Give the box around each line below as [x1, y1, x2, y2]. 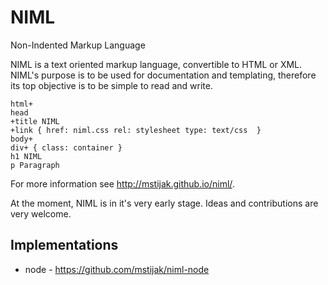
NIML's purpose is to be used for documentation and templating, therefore [10, 69, 317, 81]
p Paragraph [10, 160, 60, 170]
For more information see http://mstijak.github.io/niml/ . [10, 177, 235, 190]
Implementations [10, 237, 119, 254]
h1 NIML [10, 151, 43, 161]
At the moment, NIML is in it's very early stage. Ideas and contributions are [10, 197, 319, 209]
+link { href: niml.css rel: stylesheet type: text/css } [10, 125, 262, 135]
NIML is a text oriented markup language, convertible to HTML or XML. [10, 58, 303, 70]
